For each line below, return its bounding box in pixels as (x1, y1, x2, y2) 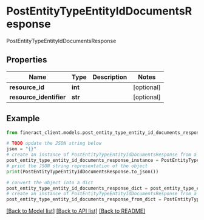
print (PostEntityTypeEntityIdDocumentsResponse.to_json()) (6, 168, 159, 175)
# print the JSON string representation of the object (6, 162, 148, 169)
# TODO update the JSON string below (6, 141, 102, 147)
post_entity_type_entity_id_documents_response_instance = (6, 158, 159, 164)
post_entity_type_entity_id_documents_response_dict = (6, 185, 148, 192)
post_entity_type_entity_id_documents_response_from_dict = (6, 196, 162, 202)
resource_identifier (9, 93, 66, 101)
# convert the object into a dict (6, 179, 94, 185)
